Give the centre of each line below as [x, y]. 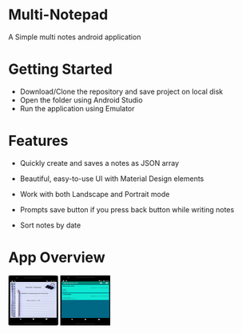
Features [38, 141]
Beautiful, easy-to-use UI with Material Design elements [112, 179]
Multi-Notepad [58, 15]
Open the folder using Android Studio [81, 100]
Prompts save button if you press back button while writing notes [127, 209]
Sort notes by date [50, 225]
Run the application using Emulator [77, 108]
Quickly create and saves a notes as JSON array [99, 163]
